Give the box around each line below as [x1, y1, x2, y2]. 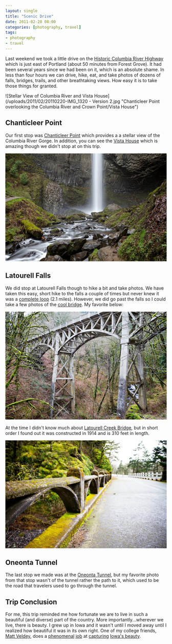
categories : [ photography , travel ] [5, 25, 81, 30]
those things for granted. [5, 83, 58, 89]
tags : [5, 30, 17, 35]
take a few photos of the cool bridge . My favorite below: [5, 301, 124, 308]
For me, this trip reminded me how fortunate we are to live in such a [5, 611, 148, 617]
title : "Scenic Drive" [5, 13, 54, 19]
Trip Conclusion [5, 597, 57, 606]
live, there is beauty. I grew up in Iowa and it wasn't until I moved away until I [5, 622, 167, 629]
